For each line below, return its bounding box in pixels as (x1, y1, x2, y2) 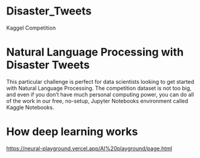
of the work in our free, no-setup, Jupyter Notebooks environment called (6, 97, 188, 104)
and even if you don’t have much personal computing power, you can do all (6, 90, 194, 98)
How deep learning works (6, 125, 138, 139)
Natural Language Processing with (6, 45, 184, 59)
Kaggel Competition (6, 24, 56, 31)
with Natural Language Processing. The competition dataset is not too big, (6, 84, 192, 92)
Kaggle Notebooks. (6, 104, 55, 111)
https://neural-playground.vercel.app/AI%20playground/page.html (6, 145, 173, 152)
